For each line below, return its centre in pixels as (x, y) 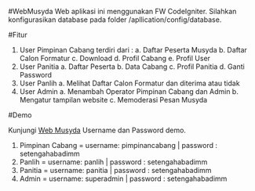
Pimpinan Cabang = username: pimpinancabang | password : (118, 145)
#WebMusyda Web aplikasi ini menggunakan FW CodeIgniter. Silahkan (122, 11)
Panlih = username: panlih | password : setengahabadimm (113, 162)
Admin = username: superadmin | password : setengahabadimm (123, 178)
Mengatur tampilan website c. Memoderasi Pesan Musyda (113, 100)
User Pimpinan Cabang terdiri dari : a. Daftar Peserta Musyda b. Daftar (133, 50)
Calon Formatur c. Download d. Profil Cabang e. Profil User (115, 58)
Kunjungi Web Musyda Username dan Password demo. (97, 130)
